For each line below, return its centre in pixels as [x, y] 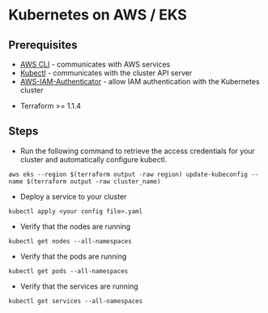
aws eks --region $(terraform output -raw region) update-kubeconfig [128, 174]
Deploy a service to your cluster [73, 196]
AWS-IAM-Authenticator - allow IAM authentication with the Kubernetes [140, 81]
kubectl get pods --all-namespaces [68, 271]
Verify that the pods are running [73, 256]
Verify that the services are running [79, 286]
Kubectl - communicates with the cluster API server [106, 73]
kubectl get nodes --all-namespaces [70, 241]
